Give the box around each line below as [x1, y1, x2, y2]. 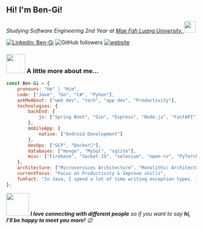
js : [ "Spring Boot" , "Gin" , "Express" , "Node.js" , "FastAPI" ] [38, 114, 199, 120]
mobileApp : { [28, 125, 61, 132]
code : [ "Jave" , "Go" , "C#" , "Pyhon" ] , [17, 91, 115, 97]
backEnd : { [28, 108, 56, 114]
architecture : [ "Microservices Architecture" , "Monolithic [17, 165, 169, 171]
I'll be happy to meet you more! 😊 [6, 216, 93, 223]
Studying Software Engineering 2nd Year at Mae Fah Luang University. [6, 27, 183, 34]
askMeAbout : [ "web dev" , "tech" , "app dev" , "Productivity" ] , [17, 97, 177, 103]
